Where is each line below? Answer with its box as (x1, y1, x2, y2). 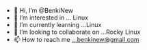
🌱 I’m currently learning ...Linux (13, 21, 102, 28)
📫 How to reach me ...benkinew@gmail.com (13, 36, 139, 43)
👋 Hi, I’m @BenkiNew (13, 7, 74, 14)
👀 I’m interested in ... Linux (13, 14, 89, 22)
